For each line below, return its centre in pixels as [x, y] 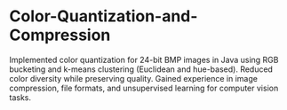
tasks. [20, 97]
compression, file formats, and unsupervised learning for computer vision [144, 88]
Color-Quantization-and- [104, 16]
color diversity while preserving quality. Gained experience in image [133, 78]
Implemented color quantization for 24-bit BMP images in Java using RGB [144, 59]
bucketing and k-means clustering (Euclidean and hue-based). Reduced [141, 69]
